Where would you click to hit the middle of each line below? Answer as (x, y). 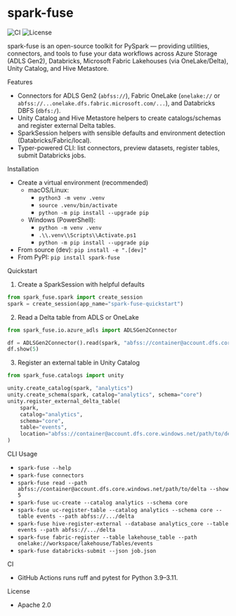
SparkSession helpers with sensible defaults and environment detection (122, 133)
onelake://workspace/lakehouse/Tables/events (85, 544)
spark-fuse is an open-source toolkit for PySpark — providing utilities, (109, 46)
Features (20, 81)
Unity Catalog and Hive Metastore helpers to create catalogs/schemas (119, 118)
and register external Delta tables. (66, 125)
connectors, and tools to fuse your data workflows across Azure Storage (112, 53)
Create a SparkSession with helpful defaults (81, 284)
